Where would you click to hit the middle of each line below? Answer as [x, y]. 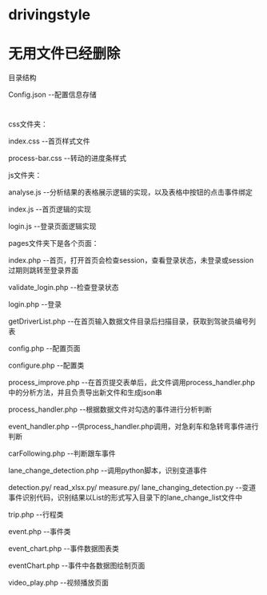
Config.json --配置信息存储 [53, 94]
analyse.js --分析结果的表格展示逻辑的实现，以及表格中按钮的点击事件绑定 [131, 192]
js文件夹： [25, 175]
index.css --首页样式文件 [49, 141]
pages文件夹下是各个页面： [54, 243]
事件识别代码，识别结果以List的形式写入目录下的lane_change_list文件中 [126, 497]
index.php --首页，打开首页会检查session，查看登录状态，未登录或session [131, 260]
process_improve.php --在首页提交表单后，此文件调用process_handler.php [132, 383]
